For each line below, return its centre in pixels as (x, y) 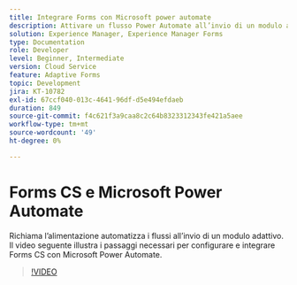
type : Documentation (47, 42)
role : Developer (39, 50)
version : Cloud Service (53, 67)
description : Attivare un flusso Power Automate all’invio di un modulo (146, 26)
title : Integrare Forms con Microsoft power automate (110, 17)
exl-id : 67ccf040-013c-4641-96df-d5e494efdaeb (96, 100)
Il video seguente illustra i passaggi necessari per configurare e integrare (142, 245)
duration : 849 (35, 108)
